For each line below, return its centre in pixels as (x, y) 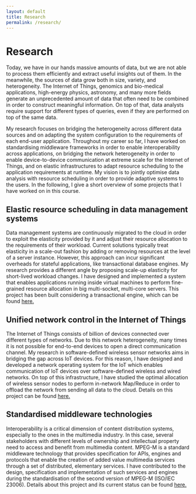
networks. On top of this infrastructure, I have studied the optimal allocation (97, 377)
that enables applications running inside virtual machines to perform (88, 282)
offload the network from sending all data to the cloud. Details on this (90, 390)
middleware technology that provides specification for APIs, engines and (94, 453)
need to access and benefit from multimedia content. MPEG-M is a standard (98, 447)
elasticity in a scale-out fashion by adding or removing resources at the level (98, 251)
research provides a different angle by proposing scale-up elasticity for (92, 270)
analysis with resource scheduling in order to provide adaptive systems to (95, 179)
